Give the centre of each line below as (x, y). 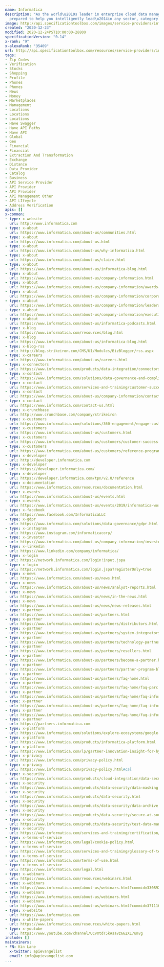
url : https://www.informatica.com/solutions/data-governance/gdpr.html (84, 524)
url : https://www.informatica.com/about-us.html (60, 242)
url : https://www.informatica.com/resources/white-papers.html (75, 924)
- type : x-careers (24, 355)
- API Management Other (29, 196)
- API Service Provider (29, 183)
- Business (16, 178)
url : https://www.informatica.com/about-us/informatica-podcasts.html (83, 323)
